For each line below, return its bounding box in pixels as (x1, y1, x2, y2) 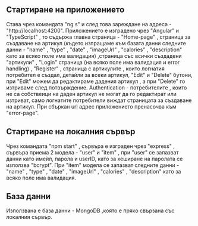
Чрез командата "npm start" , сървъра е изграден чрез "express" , (6, 143, 175, 150)
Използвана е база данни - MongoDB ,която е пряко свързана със (6, 207, 175, 214)
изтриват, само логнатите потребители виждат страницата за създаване (6, 97, 192, 104)
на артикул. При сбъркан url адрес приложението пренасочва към (6, 103, 177, 110)
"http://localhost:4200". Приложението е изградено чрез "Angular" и (6, 27, 180, 34)
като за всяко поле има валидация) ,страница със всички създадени (6, 52, 183, 59)
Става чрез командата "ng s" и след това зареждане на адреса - (6, 20, 172, 27)
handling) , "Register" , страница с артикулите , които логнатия (6, 65, 165, 72)
